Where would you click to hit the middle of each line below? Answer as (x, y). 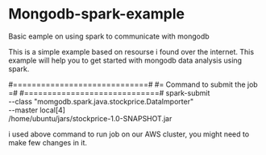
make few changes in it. (48, 142)
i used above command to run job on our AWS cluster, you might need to (129, 134)
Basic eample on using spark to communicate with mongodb (109, 36)
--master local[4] (37, 110)
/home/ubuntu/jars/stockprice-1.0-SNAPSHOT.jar (90, 118)
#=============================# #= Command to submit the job (133, 84)
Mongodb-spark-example (97, 14)
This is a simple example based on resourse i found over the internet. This (131, 51)
